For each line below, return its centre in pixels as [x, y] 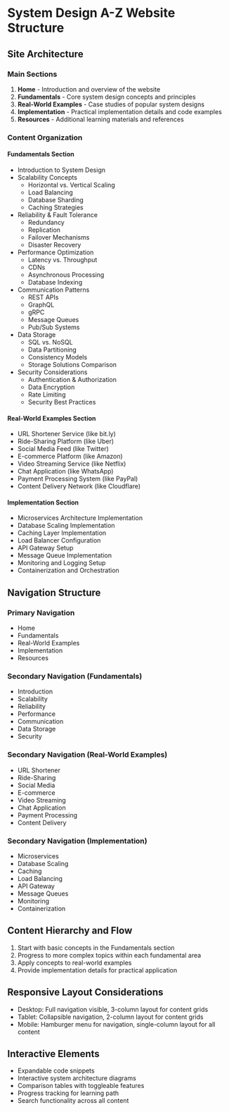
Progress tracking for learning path [68, 1093]
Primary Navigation [41, 612]
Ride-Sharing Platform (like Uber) [66, 441]
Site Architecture [45, 54]
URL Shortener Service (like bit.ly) [66, 434]
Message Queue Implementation [65, 555]
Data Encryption [51, 387]
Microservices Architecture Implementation [80, 518]
